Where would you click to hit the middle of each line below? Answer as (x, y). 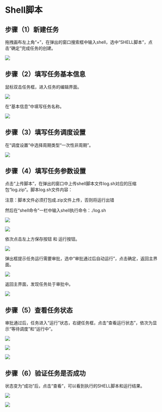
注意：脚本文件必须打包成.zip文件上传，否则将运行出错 (60, 200)
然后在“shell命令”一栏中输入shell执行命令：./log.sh (56, 211)
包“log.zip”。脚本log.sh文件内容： (39, 190)
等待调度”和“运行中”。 (33, 329)
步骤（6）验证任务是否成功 (45, 373)
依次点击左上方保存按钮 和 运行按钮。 (42, 239)
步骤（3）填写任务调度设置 (45, 132)
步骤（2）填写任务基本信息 (45, 74)
